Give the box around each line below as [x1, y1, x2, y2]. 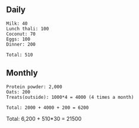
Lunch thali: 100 [6, 26, 49, 32]
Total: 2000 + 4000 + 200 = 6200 [6, 104, 89, 111]
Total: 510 [6, 52, 33, 58]
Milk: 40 [6, 20, 28, 26]
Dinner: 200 [6, 41, 36, 47]
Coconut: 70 [6, 31, 36, 37]
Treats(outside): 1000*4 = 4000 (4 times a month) [6, 94, 134, 100]
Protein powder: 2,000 [6, 83, 62, 90]
